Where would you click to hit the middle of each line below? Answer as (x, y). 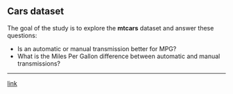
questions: (22, 35)
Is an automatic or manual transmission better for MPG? (97, 48)
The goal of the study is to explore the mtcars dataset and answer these (111, 28)
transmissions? (39, 63)
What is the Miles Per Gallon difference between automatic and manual (119, 56)
